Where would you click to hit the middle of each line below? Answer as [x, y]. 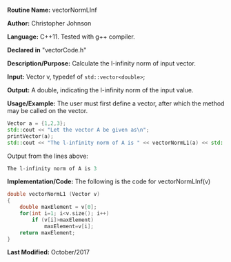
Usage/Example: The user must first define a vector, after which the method [116, 103]
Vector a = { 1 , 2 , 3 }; [37, 123]
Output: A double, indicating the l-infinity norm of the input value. [100, 90]
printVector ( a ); [30, 136]
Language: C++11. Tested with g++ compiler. [71, 37]
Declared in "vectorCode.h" [47, 50]
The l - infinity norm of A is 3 [52, 168]
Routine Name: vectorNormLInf [52, 10]
